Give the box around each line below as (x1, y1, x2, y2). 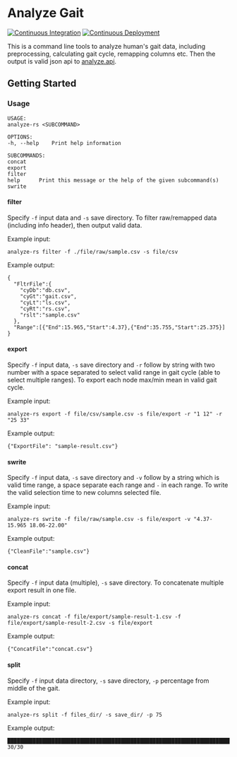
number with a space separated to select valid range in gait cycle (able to (7, 368, 221, 377)
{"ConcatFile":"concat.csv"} (7, 645, 93, 653)
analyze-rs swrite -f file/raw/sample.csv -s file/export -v (7, 516, 191, 523)
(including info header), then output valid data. (7, 221, 142, 229)
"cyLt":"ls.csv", (20, 299, 71, 306)
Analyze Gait (7, 5, 85, 21)
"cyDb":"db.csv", (20, 286, 71, 294)
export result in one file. (7, 586, 76, 594)
